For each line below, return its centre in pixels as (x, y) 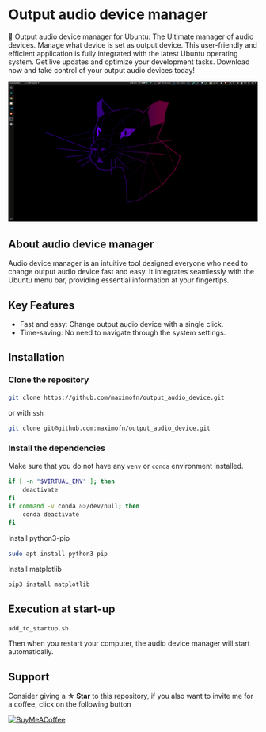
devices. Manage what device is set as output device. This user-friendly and (133, 44)
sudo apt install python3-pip (58, 554)
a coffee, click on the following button (70, 704)
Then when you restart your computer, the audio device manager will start (129, 643)
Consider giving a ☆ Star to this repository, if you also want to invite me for (131, 696)
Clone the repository (49, 380)
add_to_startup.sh (38, 628)
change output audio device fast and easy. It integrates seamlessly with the (131, 272)
